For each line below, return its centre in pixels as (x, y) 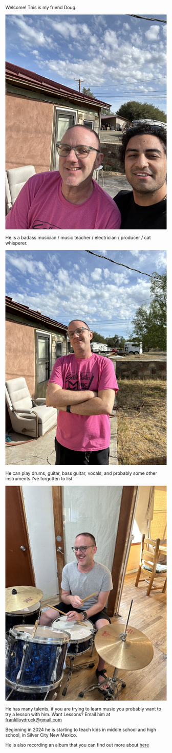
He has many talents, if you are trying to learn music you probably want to (83, 709)
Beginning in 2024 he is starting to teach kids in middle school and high (81, 729)
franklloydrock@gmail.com (34, 720)
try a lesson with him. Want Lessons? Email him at (58, 714)
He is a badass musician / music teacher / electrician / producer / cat (78, 238)
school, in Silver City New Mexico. (41, 735)
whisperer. (16, 243)
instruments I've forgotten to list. (40, 479)
